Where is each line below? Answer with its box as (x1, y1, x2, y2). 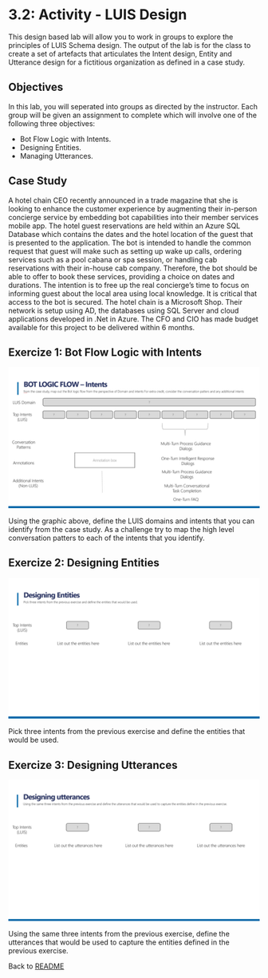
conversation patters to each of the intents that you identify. (8, 533, 205, 542)
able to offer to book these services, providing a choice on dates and (8, 271, 235, 281)
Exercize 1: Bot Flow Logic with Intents (8, 345, 202, 359)
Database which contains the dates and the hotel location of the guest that (8, 229, 254, 239)
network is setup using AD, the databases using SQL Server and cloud (8, 306, 239, 315)
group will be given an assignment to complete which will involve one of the (8, 110, 258, 120)
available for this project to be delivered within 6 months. (8, 322, 195, 332)
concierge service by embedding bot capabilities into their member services (8, 212, 259, 222)
